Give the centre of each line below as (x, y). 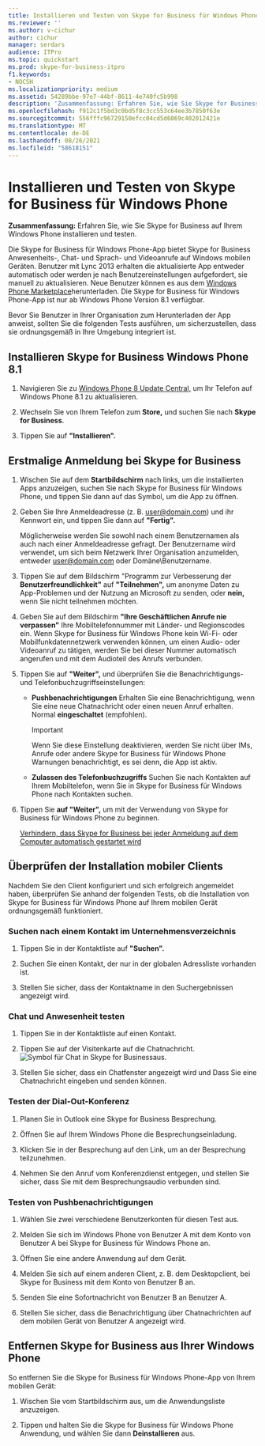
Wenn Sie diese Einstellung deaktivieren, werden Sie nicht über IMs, (142, 745)
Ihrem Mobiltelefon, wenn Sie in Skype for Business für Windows (136, 785)
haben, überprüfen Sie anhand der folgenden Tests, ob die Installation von (129, 894)
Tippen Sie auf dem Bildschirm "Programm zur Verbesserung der (125, 576)
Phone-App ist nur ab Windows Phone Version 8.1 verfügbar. (106, 300)
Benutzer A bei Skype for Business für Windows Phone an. (115, 1243)
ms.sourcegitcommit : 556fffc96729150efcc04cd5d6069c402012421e (114, 119)
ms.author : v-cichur (42, 30)
